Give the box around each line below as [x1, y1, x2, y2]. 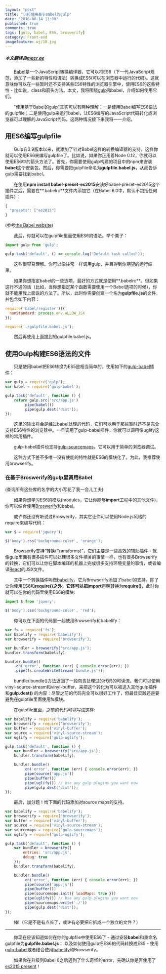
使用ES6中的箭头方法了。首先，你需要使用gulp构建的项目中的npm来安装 [5, 159, 153, 164]
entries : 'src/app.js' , [23, 850, 72, 855]
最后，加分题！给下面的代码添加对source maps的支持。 [14, 799, 127, 805]
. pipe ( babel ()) [23, 402, 54, 407]
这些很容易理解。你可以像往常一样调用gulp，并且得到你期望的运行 [14, 261, 148, 267]
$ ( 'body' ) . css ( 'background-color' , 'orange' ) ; [5, 538, 103, 543]
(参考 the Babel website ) [5, 222, 53, 228]
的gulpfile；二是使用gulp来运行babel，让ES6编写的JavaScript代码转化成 [5, 110, 153, 116]
